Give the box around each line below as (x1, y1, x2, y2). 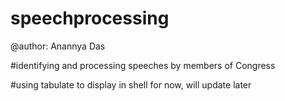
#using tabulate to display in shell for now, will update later (10, 78, 252, 91)
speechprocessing (10, 7, 170, 30)
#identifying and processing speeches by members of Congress (10, 59, 276, 71)
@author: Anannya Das (10, 40, 106, 52)
